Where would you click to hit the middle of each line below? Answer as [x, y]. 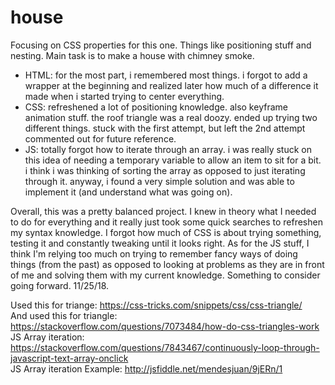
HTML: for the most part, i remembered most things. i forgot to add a [166, 75]
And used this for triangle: [64, 315]
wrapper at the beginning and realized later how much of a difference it [171, 85]
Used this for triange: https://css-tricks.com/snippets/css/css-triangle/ [156, 305]
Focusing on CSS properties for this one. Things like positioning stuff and [161, 45]
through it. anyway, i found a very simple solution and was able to [159, 181]
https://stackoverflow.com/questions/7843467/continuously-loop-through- [165, 347]
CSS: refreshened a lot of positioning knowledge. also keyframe [156, 107]
